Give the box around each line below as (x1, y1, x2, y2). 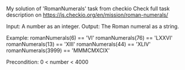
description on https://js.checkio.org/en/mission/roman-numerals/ (6, 11, 168, 18)
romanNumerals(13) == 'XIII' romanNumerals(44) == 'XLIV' (6, 41, 151, 47)
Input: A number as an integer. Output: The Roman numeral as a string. (6, 23, 180, 30)
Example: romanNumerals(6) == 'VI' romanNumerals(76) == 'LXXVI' (6, 34, 173, 41)
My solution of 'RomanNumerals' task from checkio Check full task (6, 5, 170, 12)
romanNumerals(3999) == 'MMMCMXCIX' (6, 47, 110, 54)
